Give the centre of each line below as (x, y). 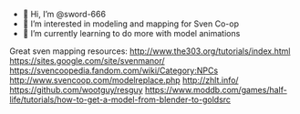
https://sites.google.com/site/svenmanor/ (88, 61)
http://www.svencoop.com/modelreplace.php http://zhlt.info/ (124, 80)
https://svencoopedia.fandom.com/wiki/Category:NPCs (114, 70)
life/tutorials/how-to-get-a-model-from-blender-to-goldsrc (120, 99)
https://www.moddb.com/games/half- (216, 90)
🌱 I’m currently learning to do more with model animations (131, 33)
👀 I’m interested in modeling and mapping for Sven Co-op (131, 24)
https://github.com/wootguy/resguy (76, 90)
